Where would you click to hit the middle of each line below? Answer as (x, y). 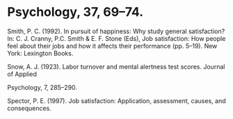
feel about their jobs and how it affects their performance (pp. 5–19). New (112, 46)
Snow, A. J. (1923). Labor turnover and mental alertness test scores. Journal (116, 66)
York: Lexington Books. (40, 53)
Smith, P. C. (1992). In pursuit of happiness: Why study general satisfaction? (116, 31)
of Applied (22, 74)
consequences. (30, 108)
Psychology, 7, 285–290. (42, 87)
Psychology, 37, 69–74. (75, 12)
